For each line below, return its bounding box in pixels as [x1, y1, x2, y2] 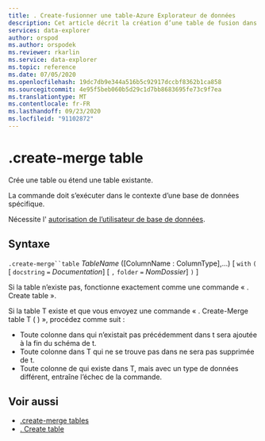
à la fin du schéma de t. [19, 338, 97, 347]
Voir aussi [8, 395, 59, 408]
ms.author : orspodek [8, 41, 77, 49]
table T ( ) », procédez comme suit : [8, 314, 125, 324]
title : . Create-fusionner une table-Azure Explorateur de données [8, 11, 236, 20]
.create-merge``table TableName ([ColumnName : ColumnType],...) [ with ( [8, 259, 257, 268]
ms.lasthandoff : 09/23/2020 [8, 108, 102, 116]
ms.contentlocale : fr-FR [8, 100, 90, 108]
